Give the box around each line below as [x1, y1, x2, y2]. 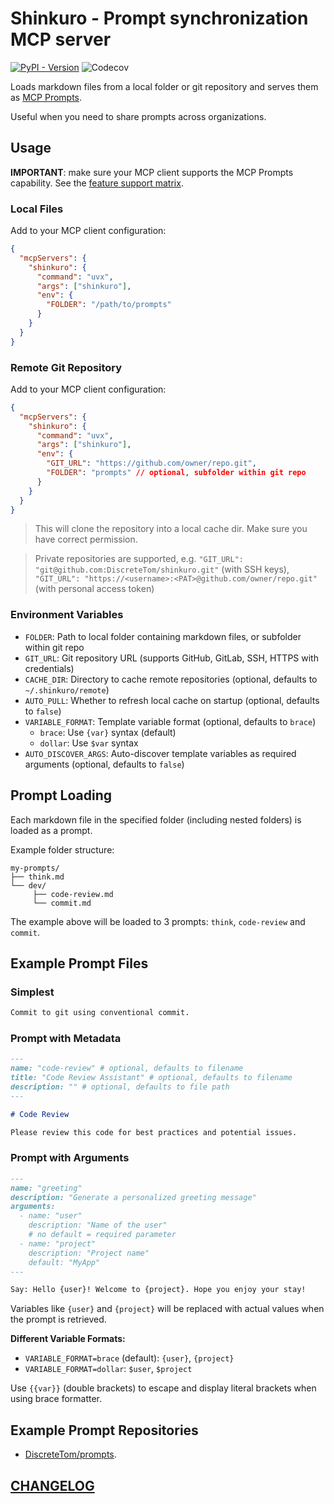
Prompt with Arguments [10, 1151, 130, 1165]
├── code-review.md [32, 889, 114, 899]
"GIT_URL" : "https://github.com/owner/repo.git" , [46, 458, 257, 469]
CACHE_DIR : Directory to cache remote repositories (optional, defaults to [24, 673, 318, 685]
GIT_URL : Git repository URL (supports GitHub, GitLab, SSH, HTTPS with [24, 652, 319, 664]
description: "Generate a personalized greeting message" [10, 1192, 257, 1202]
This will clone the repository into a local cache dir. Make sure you [34, 523, 308, 535]
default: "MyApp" [28, 1257, 101, 1267]
